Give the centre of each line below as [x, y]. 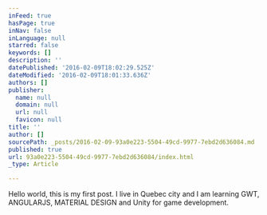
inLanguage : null [37, 38]
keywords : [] [30, 53]
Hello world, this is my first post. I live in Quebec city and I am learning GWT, [134, 194]
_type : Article [33, 165]
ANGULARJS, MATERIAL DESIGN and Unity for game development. [119, 203]
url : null [31, 113]
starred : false [33, 46]
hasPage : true [32, 23]
